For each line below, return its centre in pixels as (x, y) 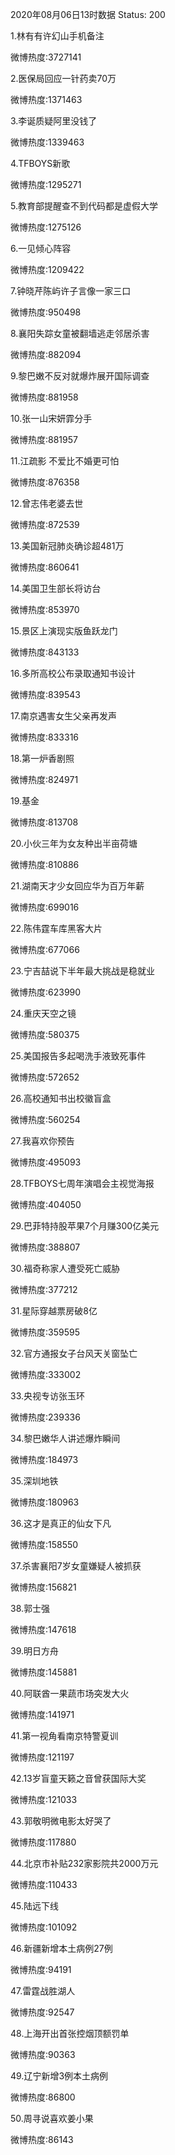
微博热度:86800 (43, 2097)
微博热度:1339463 (47, 142)
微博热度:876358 (45, 482)
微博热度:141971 (42, 1714)
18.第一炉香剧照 (42, 758)
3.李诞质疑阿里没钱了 (54, 121)
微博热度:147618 (43, 1629)
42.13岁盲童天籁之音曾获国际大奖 (78, 1778)
